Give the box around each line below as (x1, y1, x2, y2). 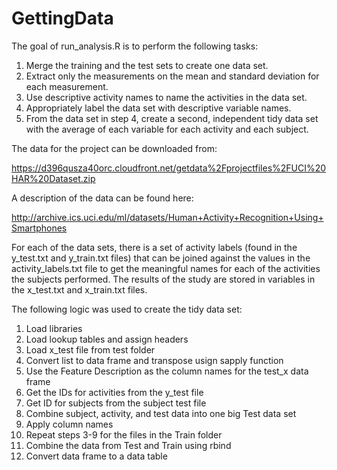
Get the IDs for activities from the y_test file (25, 386, 204, 398)
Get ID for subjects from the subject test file (25, 397, 207, 409)
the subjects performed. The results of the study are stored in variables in (11, 273, 316, 285)
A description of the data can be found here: (11, 192, 194, 204)
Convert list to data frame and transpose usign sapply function (25, 354, 284, 366)
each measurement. (25, 80, 109, 92)
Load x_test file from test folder (25, 343, 156, 356)
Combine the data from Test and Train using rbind (25, 439, 232, 451)
